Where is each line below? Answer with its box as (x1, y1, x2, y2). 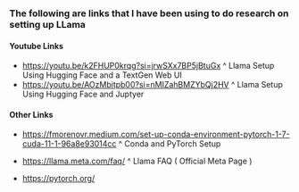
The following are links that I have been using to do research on (9, 7, 289, 20)
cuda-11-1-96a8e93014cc (21, 138, 117, 149)
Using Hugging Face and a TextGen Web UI (21, 70, 183, 80)
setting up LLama (9, 18, 87, 30)
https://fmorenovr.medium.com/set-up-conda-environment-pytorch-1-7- (21, 129, 290, 140)
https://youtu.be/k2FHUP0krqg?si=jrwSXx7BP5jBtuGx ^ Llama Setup (21, 61, 275, 71)
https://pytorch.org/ (21, 173, 96, 184)
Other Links (9, 109, 54, 120)
